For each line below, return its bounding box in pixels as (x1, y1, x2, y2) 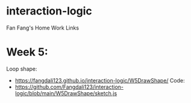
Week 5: (6, 45, 48, 59)
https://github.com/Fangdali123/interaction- (14, 83, 124, 90)
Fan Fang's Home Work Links (6, 24, 80, 31)
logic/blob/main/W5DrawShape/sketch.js (14, 89, 117, 97)
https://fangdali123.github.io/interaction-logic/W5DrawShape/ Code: (14, 76, 185, 84)
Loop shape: (6, 65, 37, 72)
